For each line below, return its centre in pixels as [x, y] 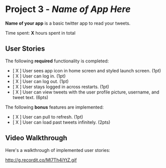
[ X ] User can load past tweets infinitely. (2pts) [61, 122]
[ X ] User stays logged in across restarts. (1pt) [61, 87]
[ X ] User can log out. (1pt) [40, 81]
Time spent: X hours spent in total [40, 33]
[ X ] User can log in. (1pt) [39, 76]
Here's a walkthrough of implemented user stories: [58, 150]
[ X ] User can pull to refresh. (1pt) [48, 117]
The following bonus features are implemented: [55, 107]
